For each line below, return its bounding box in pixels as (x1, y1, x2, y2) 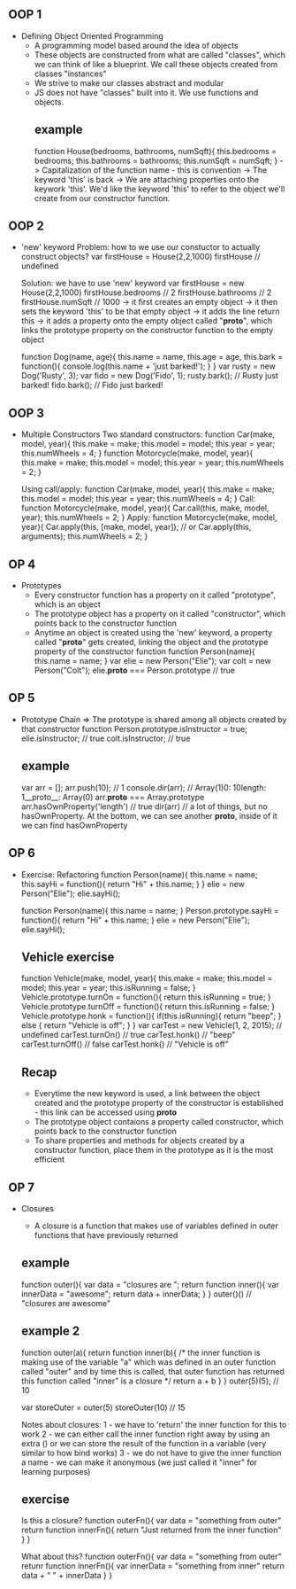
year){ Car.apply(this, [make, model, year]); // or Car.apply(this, (20, 522, 252, 533)
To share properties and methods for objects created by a (34, 1135, 245, 1146)
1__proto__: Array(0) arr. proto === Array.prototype (20, 791, 205, 802)
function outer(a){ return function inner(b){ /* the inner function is (20, 1347, 261, 1358)
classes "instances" (34, 68, 107, 79)
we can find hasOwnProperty (20, 820, 128, 830)
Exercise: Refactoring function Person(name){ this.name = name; (20, 868, 258, 880)
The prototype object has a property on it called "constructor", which (34, 609, 286, 619)
